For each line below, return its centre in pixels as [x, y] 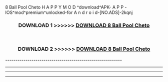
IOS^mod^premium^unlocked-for [39, 12]
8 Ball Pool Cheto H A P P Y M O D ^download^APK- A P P [64, 7]
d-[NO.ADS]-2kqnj [114, 12]
